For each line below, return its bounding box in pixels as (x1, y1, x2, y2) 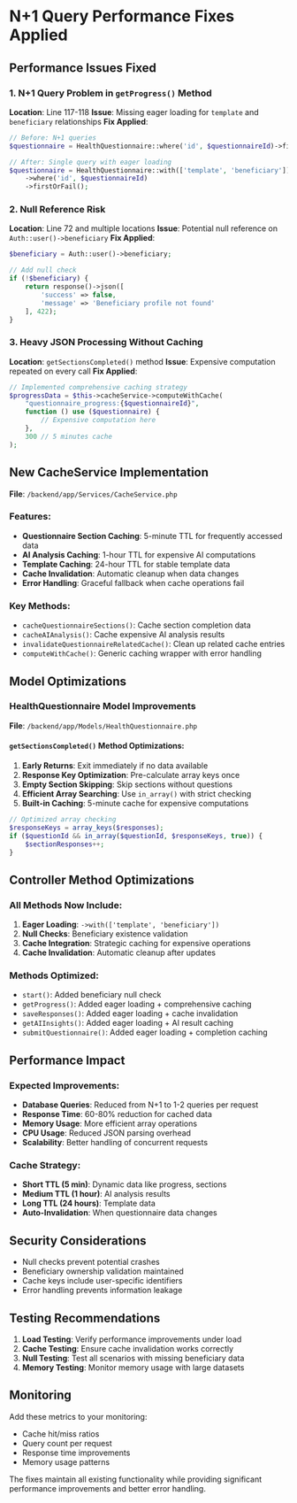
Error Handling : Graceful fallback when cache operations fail (21, 577, 245, 588)
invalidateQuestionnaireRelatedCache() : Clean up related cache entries (21, 639, 286, 650)
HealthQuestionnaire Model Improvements (9, 700, 196, 713)
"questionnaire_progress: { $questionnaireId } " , (25, 399, 200, 408)
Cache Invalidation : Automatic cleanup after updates (21, 947, 217, 958)
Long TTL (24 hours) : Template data (21, 1198, 156, 1209)
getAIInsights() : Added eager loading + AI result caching (21, 1018, 234, 1029)
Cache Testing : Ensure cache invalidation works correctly (21, 1343, 234, 1353)
